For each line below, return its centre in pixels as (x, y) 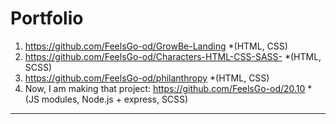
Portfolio (47, 18)
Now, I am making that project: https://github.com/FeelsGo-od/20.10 (165, 88)
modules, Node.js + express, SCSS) (115, 99)
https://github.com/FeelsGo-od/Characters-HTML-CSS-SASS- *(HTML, (173, 56)
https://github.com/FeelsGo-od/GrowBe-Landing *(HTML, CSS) (156, 46)
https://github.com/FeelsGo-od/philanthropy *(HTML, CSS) (147, 78)
